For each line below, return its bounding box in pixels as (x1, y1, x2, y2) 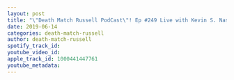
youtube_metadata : (7, 62, 61, 69)
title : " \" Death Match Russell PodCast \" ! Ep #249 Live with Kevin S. (7, 17, 217, 24)
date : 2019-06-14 (7, 23, 58, 30)
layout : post (7, 10, 45, 17)
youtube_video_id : (7, 49, 61, 56)
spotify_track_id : (7, 42, 61, 49)
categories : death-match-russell (7, 29, 104, 37)
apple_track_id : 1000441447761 (7, 56, 98, 63)
